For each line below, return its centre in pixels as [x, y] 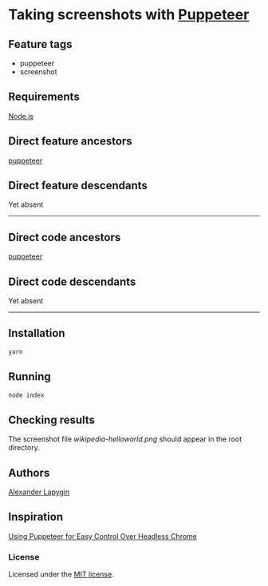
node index [26, 395]
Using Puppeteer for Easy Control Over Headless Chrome [103, 536]
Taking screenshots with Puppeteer [129, 15]
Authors [29, 473]
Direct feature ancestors [71, 141]
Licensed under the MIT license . [61, 574]
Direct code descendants [72, 281]
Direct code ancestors [65, 237]
